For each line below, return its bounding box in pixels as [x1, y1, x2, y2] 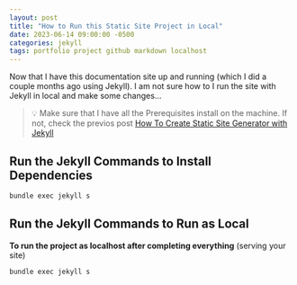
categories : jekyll [9, 38, 83, 48]
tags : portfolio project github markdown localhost [9, 47, 207, 56]
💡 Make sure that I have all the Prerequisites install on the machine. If [31, 108, 288, 119]
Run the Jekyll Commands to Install [9, 154, 211, 169]
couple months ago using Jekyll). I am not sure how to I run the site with [9, 81, 276, 92]
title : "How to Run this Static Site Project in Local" [9, 22, 223, 31]
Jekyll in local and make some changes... [9, 91, 162, 102]
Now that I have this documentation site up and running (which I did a [9, 71, 267, 82]
